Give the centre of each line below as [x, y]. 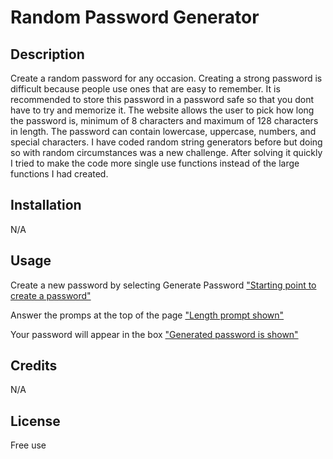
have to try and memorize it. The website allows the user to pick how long [162, 110]
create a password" [51, 295]
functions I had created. [59, 174]
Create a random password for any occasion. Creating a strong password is [166, 78]
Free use [28, 445]
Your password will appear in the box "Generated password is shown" [154, 334]
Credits [34, 366]
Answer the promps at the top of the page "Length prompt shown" [147, 315]
